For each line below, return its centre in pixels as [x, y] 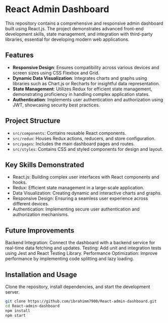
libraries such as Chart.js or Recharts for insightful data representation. [86, 83]
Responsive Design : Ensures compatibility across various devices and [86, 67]
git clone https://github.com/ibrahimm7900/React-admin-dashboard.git [81, 301]
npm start [16, 315]
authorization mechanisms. [41, 214]
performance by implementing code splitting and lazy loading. [70, 259]
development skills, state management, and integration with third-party [79, 34]
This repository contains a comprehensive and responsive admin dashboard [84, 23]
